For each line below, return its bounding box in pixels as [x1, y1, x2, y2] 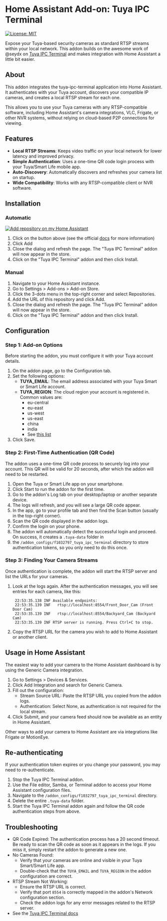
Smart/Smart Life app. [19, 863, 66, 869]
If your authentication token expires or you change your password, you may [5, 762, 161, 768]
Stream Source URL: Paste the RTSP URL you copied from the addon [19, 692, 162, 698]
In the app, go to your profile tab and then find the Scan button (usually [12, 507, 159, 513]
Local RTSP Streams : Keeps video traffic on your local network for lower [12, 148, 162, 154]
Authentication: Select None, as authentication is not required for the [19, 703, 161, 709]
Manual [5, 269, 24, 276]
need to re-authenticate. [5, 767, 55, 773]
